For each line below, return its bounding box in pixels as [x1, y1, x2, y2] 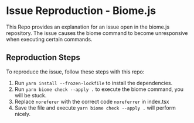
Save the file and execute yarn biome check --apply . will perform [14, 104, 176, 111]
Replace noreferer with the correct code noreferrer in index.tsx [14, 98, 169, 105]
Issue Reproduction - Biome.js [6, 4, 156, 17]
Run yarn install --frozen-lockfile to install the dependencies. [14, 79, 173, 86]
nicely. [14, 110, 31, 117]
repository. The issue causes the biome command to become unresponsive [6, 29, 189, 36]
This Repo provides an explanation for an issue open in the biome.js [6, 23, 170, 30]
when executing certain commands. [6, 36, 93, 43]
